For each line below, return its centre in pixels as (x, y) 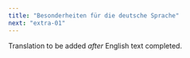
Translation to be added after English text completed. (95, 45)
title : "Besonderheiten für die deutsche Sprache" (94, 15)
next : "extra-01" (37, 23)
